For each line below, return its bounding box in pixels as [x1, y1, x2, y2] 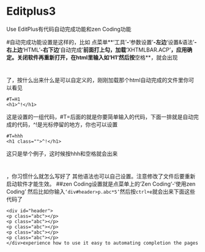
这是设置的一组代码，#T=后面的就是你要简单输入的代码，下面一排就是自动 [6, 113, 194, 121]
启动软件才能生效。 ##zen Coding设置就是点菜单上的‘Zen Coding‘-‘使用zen [6, 180, 196, 188]
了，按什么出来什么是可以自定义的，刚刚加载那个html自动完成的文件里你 [6, 77, 189, 84]
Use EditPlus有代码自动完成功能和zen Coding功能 [6, 25, 132, 32]
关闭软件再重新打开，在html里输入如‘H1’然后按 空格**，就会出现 [17, 53, 178, 61]
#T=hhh [6, 133, 23, 139]
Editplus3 [6, 4, 56, 18]
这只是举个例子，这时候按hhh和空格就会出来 [6, 150, 118, 158]
